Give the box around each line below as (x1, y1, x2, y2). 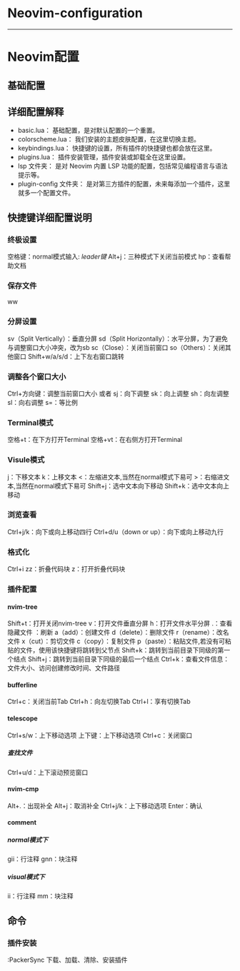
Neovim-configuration (7, 5, 143, 21)
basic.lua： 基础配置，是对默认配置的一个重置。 (17, 126, 159, 135)
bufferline (7, 680, 38, 689)
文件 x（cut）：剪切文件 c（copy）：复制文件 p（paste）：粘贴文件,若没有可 (7, 637, 226, 645)
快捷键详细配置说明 (7, 211, 92, 223)
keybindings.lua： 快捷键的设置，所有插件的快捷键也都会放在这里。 (17, 144, 216, 153)
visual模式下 (7, 872, 45, 881)
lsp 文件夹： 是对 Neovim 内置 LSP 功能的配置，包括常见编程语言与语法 (17, 162, 228, 171)
